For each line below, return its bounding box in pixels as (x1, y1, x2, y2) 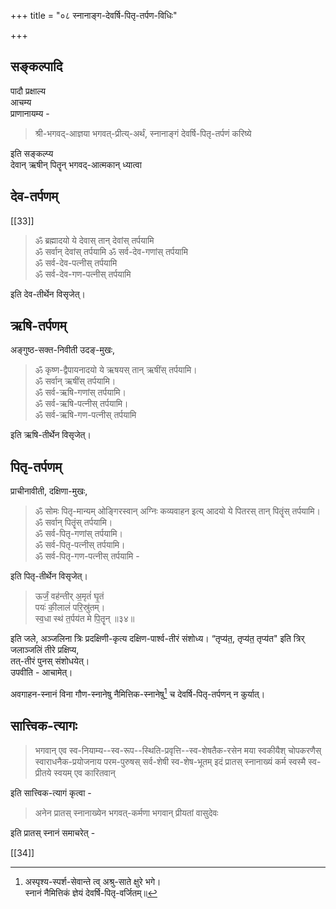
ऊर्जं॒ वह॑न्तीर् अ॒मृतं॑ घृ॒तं (34, 590, 105, 602)
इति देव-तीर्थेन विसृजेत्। (10, 288, 87, 300)
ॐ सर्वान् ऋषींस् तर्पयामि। (34, 375, 117, 387)
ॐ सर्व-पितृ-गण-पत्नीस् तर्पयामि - (34, 550, 140, 562)
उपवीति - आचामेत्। (10, 666, 73, 679)
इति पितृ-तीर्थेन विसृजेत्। (10, 570, 88, 582)
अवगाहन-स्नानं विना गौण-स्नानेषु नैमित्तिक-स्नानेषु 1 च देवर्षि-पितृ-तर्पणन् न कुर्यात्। (10, 686, 266, 700)
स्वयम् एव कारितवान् (53, 766, 116, 779)
